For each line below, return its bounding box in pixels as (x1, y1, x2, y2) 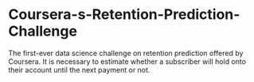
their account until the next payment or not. (8, 65, 150, 74)
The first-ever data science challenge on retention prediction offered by (8, 48, 244, 58)
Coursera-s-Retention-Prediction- (8, 6, 240, 24)
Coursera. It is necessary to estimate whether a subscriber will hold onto (8, 57, 247, 66)
